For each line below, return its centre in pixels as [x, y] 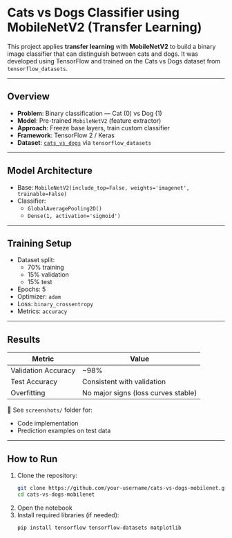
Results [24, 339]
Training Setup [40, 243]
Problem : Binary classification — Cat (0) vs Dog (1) [89, 113]
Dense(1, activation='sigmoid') [74, 216]
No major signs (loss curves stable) [139, 393]
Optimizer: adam [39, 297]
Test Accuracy [34, 382]
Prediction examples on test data [64, 431]
